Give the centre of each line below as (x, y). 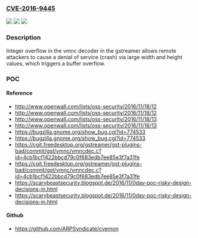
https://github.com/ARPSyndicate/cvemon (67, 228)
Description (24, 38)
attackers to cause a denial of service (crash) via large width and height (95, 57)
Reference (19, 93)
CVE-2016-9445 (31, 8)
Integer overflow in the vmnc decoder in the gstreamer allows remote (92, 51)
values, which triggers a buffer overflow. (56, 63)
